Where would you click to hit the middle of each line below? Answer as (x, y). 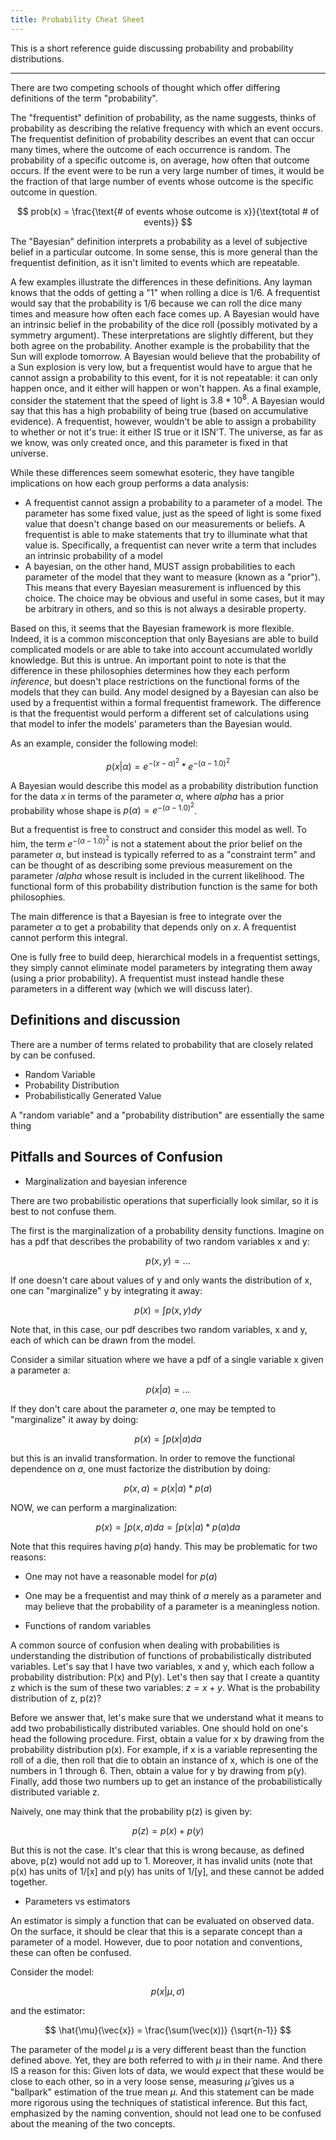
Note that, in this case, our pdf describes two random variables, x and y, (159, 1329)
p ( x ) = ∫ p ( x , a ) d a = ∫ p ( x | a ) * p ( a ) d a (168, 1527)
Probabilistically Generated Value (93, 1095)
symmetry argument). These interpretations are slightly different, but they (162, 335)
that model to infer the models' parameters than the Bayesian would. (151, 724)
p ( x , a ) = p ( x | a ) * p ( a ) (168, 1488)
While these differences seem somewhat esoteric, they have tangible (152, 473)
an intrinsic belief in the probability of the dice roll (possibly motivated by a (164, 324)
